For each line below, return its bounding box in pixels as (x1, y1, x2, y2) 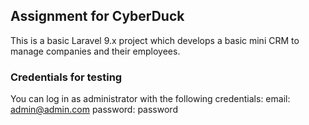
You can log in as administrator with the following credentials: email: (10, 93, 291, 105)
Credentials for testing (10, 70, 123, 84)
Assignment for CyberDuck (10, 8, 185, 25)
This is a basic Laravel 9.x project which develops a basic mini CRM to (10, 34, 300, 46)
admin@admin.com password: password (10, 104, 178, 116)
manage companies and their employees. (10, 45, 181, 57)
